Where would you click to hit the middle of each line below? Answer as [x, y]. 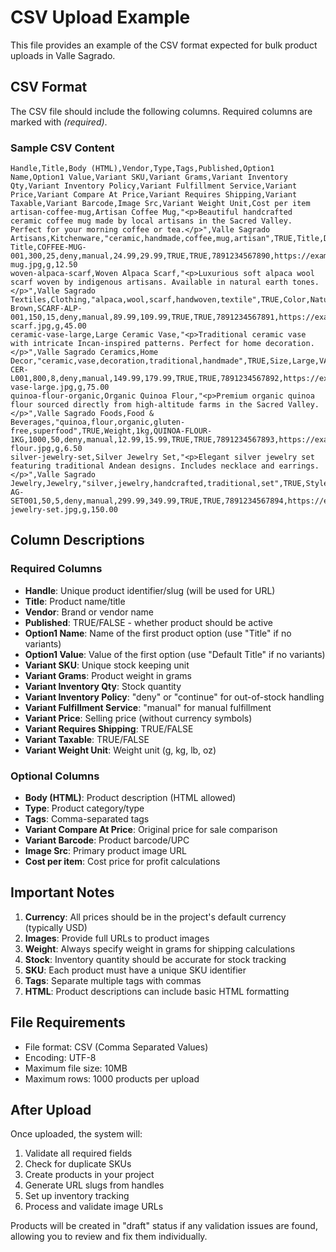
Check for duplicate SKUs [78, 1164]
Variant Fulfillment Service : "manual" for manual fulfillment [148, 707]
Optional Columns [55, 776]
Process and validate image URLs [94, 1207]
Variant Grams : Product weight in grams [108, 675]
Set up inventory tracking [77, 1196]
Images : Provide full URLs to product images [117, 938]
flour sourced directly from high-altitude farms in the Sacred [147, 405]
